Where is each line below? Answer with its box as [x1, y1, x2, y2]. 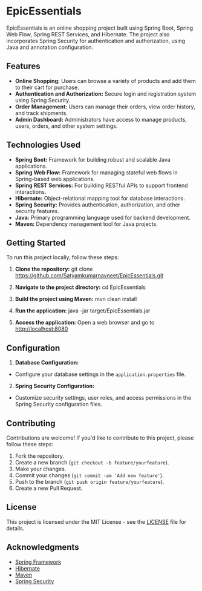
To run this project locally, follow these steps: [6, 254, 119, 261]
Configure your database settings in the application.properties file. [15, 371, 186, 378]
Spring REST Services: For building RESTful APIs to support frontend [15, 182, 189, 189]
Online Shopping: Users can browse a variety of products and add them [15, 77, 196, 84]
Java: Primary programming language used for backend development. [15, 214, 191, 221]
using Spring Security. [15, 96, 71, 104]
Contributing [6, 418, 56, 428]
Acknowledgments [6, 542, 80, 552]
